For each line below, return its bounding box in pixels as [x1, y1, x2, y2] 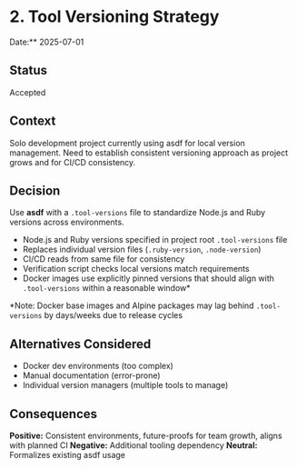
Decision [9, 183, 61, 198]
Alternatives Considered [9, 336, 152, 352]
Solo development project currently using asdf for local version [9, 137, 245, 148]
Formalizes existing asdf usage [9, 450, 125, 460]
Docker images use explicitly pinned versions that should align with [22, 273, 275, 284]
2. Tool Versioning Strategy [9, 6, 220, 27]
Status [9, 63, 48, 78]
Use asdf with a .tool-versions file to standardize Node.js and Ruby [9, 207, 266, 218]
